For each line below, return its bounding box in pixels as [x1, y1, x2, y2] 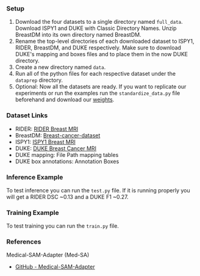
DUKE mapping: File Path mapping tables [15, 151, 119, 158]
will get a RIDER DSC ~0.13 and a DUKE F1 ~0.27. [6, 193, 129, 200]
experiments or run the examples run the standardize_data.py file [15, 90, 180, 97]
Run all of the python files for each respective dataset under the [15, 70, 176, 78]
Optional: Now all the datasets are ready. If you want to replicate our [15, 83, 187, 90]
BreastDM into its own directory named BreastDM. [15, 31, 141, 38]
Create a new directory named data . [15, 64, 106, 71]
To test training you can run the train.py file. [6, 222, 119, 230]
